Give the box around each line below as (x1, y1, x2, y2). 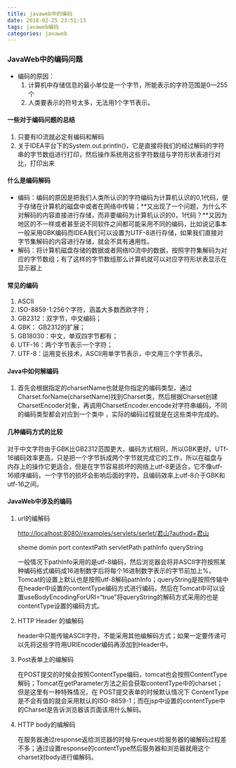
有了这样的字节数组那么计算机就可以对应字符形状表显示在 (60, 255, 227, 263)
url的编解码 (17, 514, 51, 523)
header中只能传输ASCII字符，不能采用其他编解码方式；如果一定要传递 (17, 631, 221, 640)
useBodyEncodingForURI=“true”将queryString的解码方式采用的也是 (23, 592, 219, 601)
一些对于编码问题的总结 (7, 115, 75, 124)
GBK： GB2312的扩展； (17, 323, 86, 331)
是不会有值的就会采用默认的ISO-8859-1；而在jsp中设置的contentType (17, 696, 219, 705)
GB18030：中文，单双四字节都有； (17, 332, 119, 340)
